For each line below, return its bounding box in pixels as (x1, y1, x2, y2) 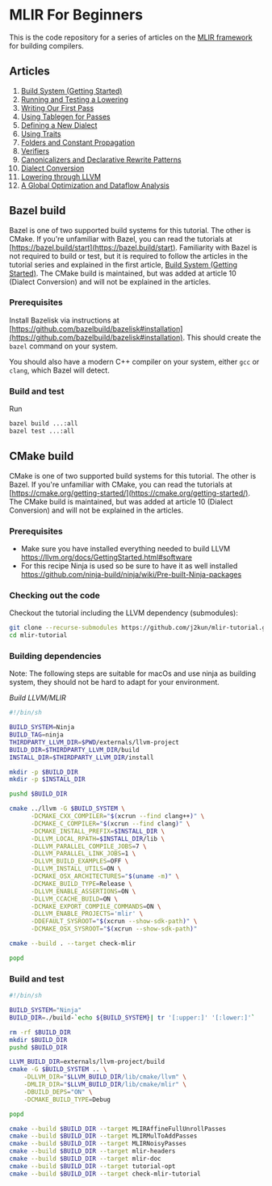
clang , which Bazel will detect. (9, 365, 110, 375)
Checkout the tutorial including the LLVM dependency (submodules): (9, 608, 239, 618)
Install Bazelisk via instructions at (9, 315, 119, 325)
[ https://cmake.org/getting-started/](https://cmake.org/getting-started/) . (9, 487, 251, 498)
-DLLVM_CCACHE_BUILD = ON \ (30, 895, 118, 903)
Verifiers (20, 146, 50, 155)
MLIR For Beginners (9, 6, 144, 24)
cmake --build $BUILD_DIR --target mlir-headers (9, 1147, 176, 1155)
